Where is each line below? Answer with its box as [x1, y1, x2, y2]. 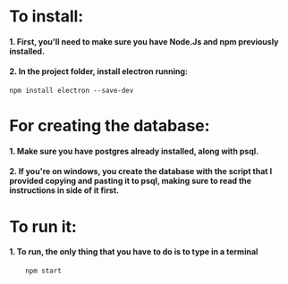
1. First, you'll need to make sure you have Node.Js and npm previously [9, 36, 279, 46]
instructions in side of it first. [9, 185, 119, 196]
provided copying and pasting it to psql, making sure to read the [9, 176, 252, 187]
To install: [9, 6, 84, 27]
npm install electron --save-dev [9, 86, 134, 95]
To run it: [9, 216, 78, 237]
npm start [25, 266, 63, 275]
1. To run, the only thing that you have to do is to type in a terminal [9, 246, 258, 257]
